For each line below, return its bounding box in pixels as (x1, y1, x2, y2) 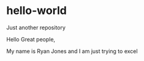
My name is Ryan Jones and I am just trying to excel (6, 47, 138, 55)
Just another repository (6, 24, 66, 31)
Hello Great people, (6, 35, 56, 43)
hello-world (6, 4, 67, 18)
